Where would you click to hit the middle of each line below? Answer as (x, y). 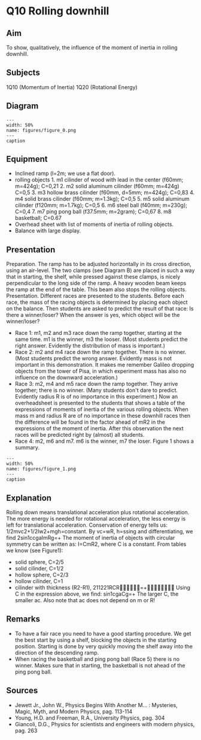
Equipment (27, 159)
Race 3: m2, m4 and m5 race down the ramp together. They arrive (96, 384)
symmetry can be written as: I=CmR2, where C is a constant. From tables (96, 544)
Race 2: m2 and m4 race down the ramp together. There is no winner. (100, 352)
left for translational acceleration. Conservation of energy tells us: (87, 525)
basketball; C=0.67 (38, 218)
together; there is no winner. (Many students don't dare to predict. (96, 390)
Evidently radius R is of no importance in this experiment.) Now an (96, 397)
